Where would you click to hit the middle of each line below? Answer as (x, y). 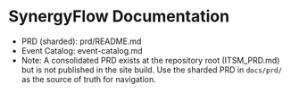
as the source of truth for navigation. (89, 79)
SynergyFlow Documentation (119, 17)
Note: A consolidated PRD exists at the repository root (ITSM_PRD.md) (150, 60)
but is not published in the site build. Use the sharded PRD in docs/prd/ (152, 70)
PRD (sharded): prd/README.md (81, 41)
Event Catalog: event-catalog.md (82, 50)
